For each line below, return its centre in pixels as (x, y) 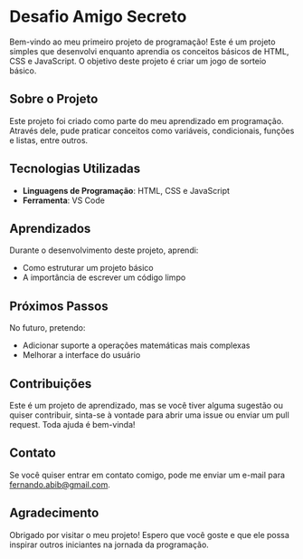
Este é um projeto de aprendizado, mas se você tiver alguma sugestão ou (146, 405)
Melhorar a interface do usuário (81, 355)
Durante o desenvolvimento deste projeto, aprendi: (104, 250)
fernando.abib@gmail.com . (60, 484)
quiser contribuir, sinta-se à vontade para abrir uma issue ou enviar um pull (149, 415)
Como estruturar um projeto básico (88, 268)
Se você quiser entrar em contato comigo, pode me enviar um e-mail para (147, 475)
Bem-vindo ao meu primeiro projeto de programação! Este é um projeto (142, 42)
